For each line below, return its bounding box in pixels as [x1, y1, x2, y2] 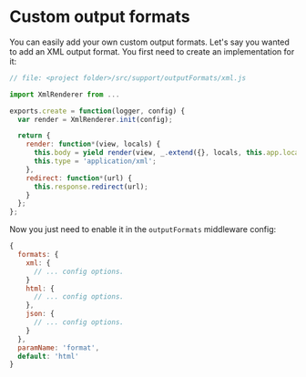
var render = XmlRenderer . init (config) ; [17, 115, 173, 124]
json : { [25, 310, 55, 319]
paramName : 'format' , [17, 343, 100, 352]
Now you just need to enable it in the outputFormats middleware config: [9, 224, 277, 235]
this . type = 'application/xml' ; [33, 157, 157, 166]
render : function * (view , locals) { [25, 139, 161, 149]
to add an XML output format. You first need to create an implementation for [9, 46, 295, 56]
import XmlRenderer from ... [9, 89, 120, 99]
